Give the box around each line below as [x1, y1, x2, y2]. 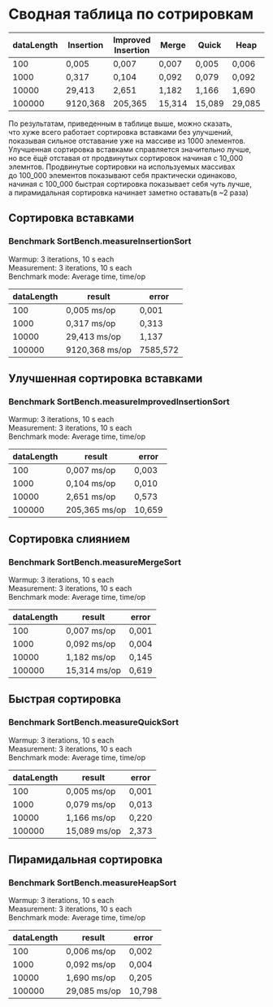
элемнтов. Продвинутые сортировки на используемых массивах [8, 162, 236, 171]
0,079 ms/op [66, 798, 116, 810]
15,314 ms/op [66, 665, 122, 675]
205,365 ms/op [66, 505, 127, 516]
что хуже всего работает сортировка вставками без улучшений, [8, 127, 233, 137]
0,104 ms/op [66, 478, 116, 489]
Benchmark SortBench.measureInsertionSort [8, 236, 192, 247]
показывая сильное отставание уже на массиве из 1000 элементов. [8, 136, 246, 145]
